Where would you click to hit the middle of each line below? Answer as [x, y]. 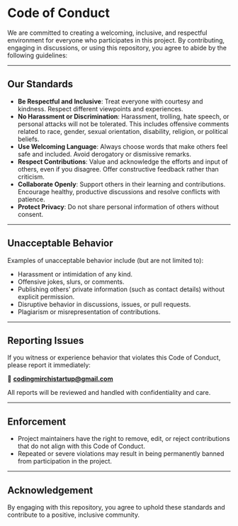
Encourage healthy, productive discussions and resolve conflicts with [119, 191]
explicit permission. [46, 296]
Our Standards [40, 84]
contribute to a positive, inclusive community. [74, 515]
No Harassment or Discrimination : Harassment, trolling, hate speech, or [123, 116]
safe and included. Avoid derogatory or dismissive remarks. [104, 154]
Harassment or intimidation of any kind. [75, 274]
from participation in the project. [64, 461]
